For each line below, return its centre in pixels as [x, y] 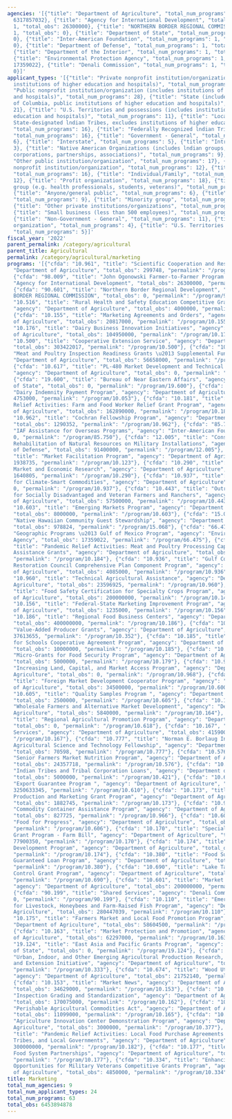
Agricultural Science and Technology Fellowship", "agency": [103, 745]
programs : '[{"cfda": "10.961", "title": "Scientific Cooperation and [111, 264]
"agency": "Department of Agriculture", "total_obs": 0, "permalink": [117, 373]
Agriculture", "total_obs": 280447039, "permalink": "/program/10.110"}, [122, 912]
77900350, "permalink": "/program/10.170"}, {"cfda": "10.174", [108, 841]
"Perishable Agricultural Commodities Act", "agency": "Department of [117, 1009]
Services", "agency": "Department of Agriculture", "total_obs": [109, 732]
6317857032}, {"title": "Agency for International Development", [109, 20]
